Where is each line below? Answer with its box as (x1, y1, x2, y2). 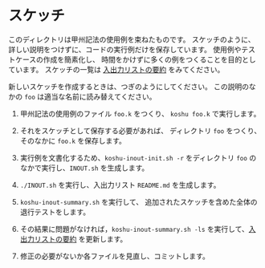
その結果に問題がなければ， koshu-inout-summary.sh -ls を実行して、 (19, 224, 249, 233)
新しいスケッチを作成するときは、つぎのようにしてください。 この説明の (8, 81, 250, 91)
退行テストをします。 (19, 207, 91, 217)
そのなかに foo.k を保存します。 (19, 136, 127, 145)
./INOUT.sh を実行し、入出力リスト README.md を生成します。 (19, 180, 221, 189)
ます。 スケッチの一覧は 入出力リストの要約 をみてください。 (22, 64, 225, 74)
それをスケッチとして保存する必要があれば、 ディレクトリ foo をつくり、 (19, 125, 262, 136)
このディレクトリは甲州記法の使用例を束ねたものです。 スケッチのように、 (8, 35, 255, 44)
